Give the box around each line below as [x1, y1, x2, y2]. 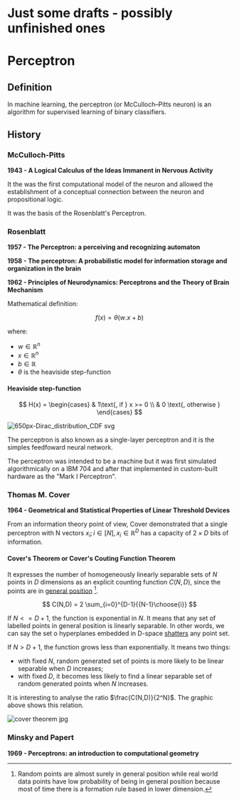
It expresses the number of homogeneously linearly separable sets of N [7, 569, 218, 579]
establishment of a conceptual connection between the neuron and [7, 187, 204, 196]
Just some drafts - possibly [7, 5, 173, 21]
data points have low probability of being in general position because [17, 776, 221, 786]
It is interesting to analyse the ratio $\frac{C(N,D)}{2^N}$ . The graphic [7, 694, 213, 702]
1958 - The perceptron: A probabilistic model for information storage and [7, 257, 228, 265]
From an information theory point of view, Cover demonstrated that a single [7, 520, 228, 528]
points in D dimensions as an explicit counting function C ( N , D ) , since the [7, 577, 221, 586]
